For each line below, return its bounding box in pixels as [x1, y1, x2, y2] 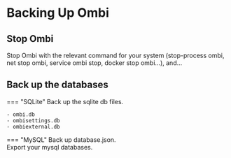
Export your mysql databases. [6, 143, 93, 151]
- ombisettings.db [6, 117, 60, 124]
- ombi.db [6, 110, 36, 118]
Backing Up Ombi [6, 5, 109, 21]
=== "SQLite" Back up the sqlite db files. [6, 97, 124, 106]
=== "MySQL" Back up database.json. [6, 135, 116, 144]
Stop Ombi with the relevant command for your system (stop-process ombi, [6, 51, 225, 59]
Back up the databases [6, 79, 109, 91]
